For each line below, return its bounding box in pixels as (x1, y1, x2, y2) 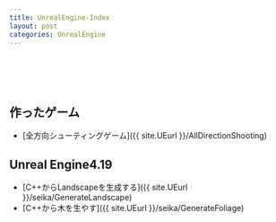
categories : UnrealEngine (9, 30, 106, 39)
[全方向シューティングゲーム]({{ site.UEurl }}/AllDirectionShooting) (22, 130, 267, 141)
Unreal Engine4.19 (9, 156, 113, 172)
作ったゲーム (9, 104, 81, 120)
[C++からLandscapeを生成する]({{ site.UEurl (22, 182, 188, 192)
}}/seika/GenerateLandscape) (22, 192, 133, 202)
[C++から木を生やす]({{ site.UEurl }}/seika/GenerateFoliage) (22, 203, 245, 213)
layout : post (9, 22, 58, 31)
